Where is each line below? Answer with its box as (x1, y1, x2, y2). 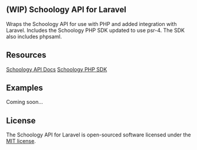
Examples (6, 83, 43, 93)
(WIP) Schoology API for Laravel (6, 5, 127, 15)
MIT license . (6, 138, 37, 145)
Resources (6, 50, 47, 60)
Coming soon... (6, 99, 43, 106)
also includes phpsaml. (6, 32, 62, 40)
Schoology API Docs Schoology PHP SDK (6, 66, 107, 73)
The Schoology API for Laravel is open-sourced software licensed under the (6, 131, 191, 138)
